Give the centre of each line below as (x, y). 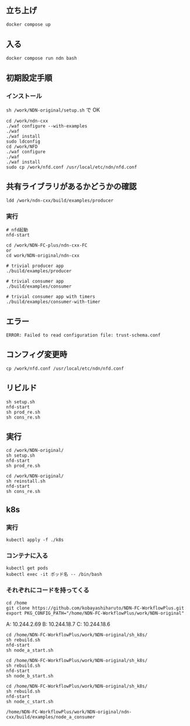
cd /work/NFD (22, 147)
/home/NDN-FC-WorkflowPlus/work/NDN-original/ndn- (69, 712)
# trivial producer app (35, 266)
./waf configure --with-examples (47, 126)
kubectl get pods (27, 568)
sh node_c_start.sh (30, 701)
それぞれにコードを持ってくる (48, 590)
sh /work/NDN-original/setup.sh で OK (53, 110)
